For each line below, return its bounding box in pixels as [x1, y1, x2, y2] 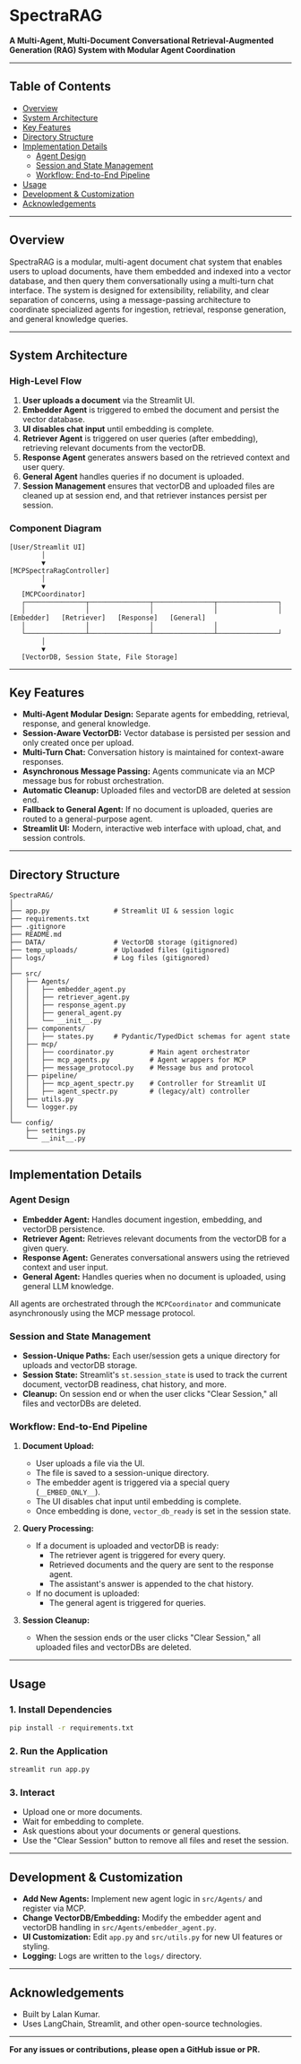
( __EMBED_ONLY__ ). [35, 1487, 101, 1497]
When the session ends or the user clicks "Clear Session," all [35, 1633, 262, 1643]
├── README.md [9, 930, 63, 940]
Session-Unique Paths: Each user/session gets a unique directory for [21, 1350, 280, 1361]
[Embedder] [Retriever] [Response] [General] [9, 613, 206, 622]
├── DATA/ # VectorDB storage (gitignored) [9, 938, 239, 947]
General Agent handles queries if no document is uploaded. [21, 472, 245, 482]
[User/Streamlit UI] [9, 542, 87, 551]
